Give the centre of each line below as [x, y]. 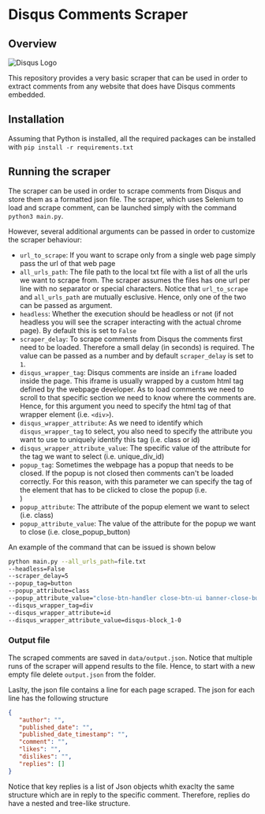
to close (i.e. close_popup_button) [75, 531]
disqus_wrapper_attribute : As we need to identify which [111, 422]
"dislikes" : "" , [45, 757]
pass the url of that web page [67, 263]
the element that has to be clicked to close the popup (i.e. [113, 490]
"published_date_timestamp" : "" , [73, 735]
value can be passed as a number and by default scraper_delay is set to [136, 355]
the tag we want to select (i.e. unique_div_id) [92, 456]
